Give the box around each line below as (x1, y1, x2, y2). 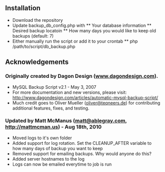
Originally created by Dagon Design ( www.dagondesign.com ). (5, 73, 159, 80)
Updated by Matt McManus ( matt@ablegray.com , (5, 117, 127, 124)
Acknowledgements (5, 58, 69, 66)
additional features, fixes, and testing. (12, 105, 90, 111)
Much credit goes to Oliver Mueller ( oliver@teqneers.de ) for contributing (12, 100, 161, 106)
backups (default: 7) (12, 33, 54, 39)
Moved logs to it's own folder (12, 135, 72, 141)
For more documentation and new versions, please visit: (12, 89, 127, 95)
